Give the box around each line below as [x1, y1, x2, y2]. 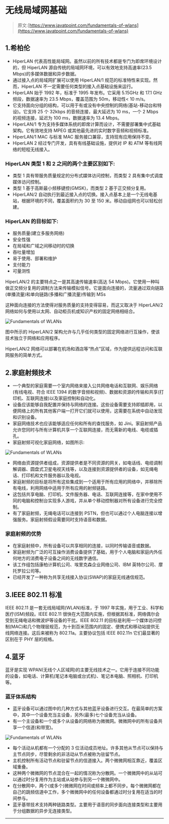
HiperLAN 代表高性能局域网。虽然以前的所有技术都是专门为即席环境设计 [12, 58, 162, 64]
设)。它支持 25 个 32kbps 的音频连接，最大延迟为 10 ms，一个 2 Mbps [12, 108, 158, 114]
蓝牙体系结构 [5, 693, 37, 700]
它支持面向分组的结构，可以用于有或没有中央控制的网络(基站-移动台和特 [12, 102, 162, 108]
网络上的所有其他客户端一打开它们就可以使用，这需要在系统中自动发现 [17, 408, 162, 414]
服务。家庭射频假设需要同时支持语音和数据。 [17, 517, 110, 523]
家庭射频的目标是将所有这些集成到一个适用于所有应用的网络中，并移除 [12, 479, 158, 485]
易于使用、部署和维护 [12, 256, 57, 262]
